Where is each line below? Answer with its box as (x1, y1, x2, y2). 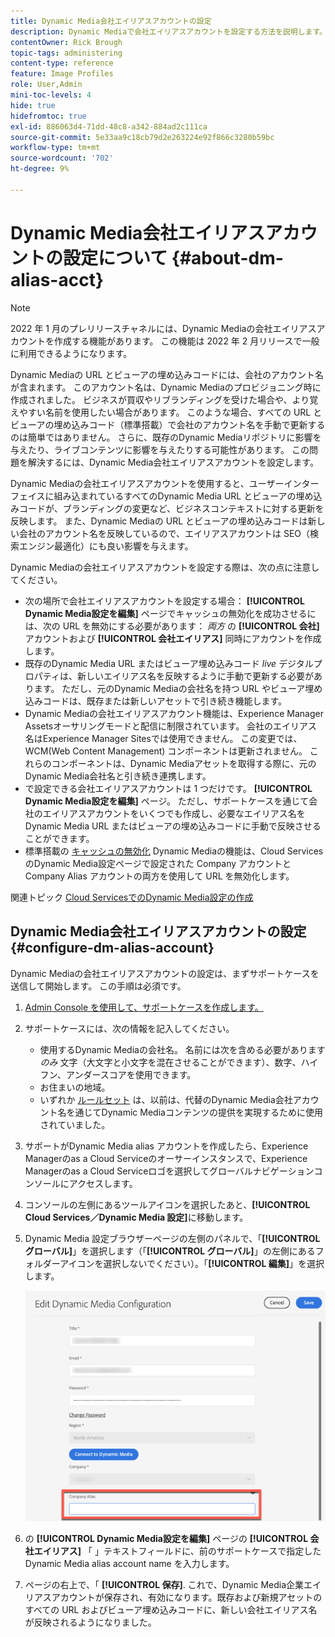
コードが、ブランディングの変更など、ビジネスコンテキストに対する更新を (18, 502, 325, 514)
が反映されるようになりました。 (24, 1616, 157, 1628)
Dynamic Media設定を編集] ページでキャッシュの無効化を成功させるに (24, 607, 317, 619)
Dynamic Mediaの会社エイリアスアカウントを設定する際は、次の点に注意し (10, 561, 320, 573)
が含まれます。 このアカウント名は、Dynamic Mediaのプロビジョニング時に (10, 381, 322, 393)
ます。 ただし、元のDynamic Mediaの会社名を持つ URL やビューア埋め (33, 682, 323, 694)
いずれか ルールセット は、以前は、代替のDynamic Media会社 (39, 1093, 293, 1105)
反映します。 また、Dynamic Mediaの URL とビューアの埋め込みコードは (10, 515, 308, 527)
